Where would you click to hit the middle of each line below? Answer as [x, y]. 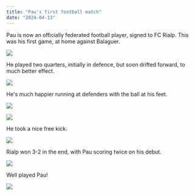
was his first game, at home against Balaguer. [63, 41]
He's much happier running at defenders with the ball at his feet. [87, 94]
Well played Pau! [27, 175]
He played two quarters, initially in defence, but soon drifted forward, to [96, 64]
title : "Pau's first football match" [54, 12]
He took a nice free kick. [37, 129]
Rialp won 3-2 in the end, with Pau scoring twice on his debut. [84, 152]
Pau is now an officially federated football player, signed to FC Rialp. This [98, 35]
